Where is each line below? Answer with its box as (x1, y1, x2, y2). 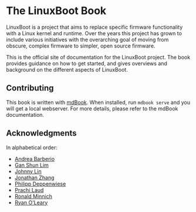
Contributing (6, 83, 54, 93)
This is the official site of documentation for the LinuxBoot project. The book (6, 53, 191, 60)
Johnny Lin (14, 167, 42, 174)
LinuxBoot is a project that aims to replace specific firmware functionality (6, 23, 183, 31)
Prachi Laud (14, 186, 44, 193)
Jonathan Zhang (14, 174, 55, 181)
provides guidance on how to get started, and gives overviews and (6, 60, 167, 67)
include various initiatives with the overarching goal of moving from (6, 36, 169, 43)
